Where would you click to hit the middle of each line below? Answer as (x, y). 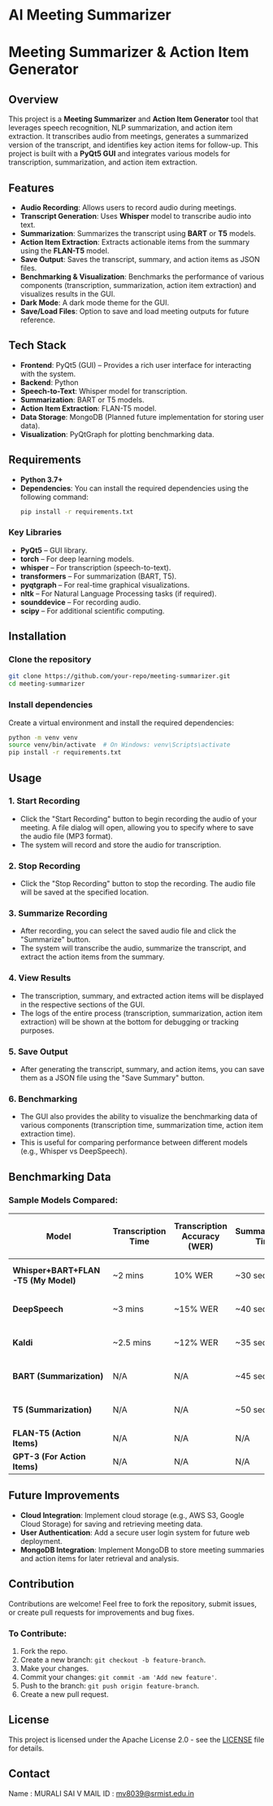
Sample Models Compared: (63, 1200)
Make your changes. (54, 1668)
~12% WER (196, 1343)
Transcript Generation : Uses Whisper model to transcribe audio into (136, 216)
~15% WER (196, 1310)
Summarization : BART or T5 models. (82, 400)
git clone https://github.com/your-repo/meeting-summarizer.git (119, 676)
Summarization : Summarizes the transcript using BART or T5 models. (138, 233)
